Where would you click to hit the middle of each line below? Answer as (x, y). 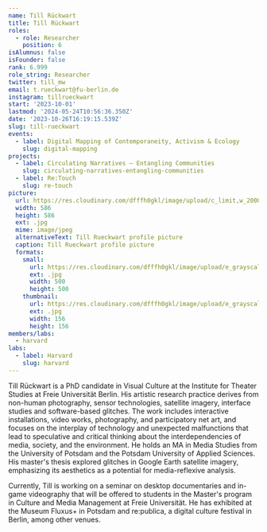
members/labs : (32, 334)
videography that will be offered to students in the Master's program (140, 494)
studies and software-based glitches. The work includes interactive (118, 411)
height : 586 (35, 216)
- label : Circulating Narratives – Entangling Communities (115, 164)
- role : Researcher (48, 38)
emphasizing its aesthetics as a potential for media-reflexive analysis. (122, 470)
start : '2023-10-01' (43, 104)
